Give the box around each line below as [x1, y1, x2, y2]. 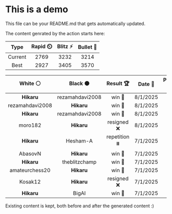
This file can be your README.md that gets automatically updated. [5, 20, 146, 27]
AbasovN [18, 150, 41, 157]
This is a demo [5, 4, 68, 15]
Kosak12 [19, 178, 41, 185]
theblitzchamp [62, 158, 97, 165]
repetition [106, 133, 130, 140]
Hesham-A [66, 137, 93, 145]
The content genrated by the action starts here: [5, 30, 105, 36]
